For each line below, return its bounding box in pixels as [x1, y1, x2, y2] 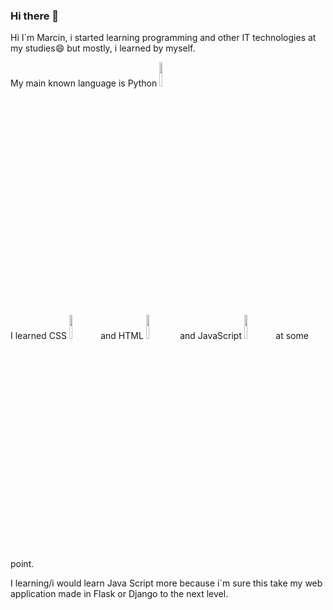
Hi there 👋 [10, 9, 60, 23]
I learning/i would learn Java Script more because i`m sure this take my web [10, 577, 323, 589]
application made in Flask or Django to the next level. [10, 588, 229, 600]
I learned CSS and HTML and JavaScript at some [10, 330, 309, 342]
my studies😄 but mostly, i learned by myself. [10, 42, 196, 54]
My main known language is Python [10, 77, 158, 89]
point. [10, 558, 35, 570]
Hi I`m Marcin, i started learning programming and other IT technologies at [10, 32, 317, 44]
